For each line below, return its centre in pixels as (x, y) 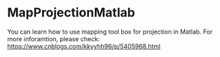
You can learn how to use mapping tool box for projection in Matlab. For (110, 32)
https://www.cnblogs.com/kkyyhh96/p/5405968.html (84, 46)
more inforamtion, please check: (54, 38)
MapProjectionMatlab (71, 13)
